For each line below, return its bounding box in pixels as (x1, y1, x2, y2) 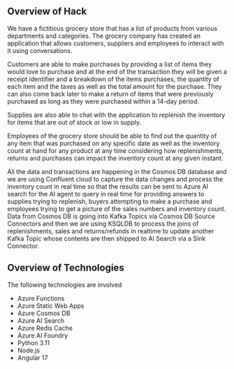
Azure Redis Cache (17, 324, 73, 332)
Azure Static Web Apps (17, 301, 85, 310)
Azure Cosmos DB (17, 309, 71, 317)
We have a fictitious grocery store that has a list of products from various (7, 24, 218, 32)
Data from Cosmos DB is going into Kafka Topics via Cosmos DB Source (7, 212, 215, 220)
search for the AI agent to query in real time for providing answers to (7, 189, 205, 198)
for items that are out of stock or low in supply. (7, 118, 142, 126)
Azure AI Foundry (17, 331, 68, 340)
